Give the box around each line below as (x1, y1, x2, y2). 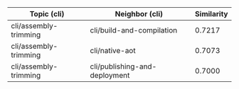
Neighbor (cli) (115, 9, 164, 18)
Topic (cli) (29, 9, 65, 18)
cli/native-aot (90, 46, 137, 55)
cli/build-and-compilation (90, 25, 178, 35)
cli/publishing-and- (90, 61, 157, 71)
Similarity (194, 9, 228, 18)
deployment (90, 71, 130, 80)
